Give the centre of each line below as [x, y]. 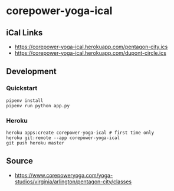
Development [32, 72]
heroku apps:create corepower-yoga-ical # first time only [80, 133]
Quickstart [22, 88]
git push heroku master [35, 143]
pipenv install [25, 101]
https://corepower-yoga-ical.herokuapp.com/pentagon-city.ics [91, 47]
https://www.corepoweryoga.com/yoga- [64, 175]
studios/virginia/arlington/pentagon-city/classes [73, 182]
